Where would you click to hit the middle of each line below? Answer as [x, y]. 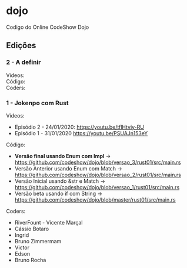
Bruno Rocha [30, 260]
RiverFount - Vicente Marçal [49, 222]
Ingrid [22, 235]
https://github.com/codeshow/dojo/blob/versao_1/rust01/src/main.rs [97, 187]
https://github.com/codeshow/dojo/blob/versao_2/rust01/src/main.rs [98, 175]
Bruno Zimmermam [38, 241]
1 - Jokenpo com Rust [37, 103]
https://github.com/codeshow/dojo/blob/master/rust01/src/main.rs [95, 200]
